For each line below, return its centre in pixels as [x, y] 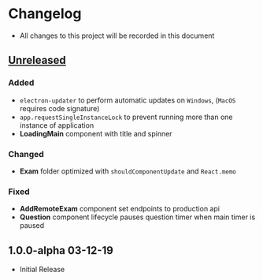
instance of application [57, 125]
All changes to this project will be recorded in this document [117, 35]
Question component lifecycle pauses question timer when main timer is [137, 217]
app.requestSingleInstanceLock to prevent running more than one [126, 117]
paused [32, 226]
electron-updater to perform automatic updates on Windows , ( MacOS [128, 100]
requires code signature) [59, 108]
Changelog [45, 14]
